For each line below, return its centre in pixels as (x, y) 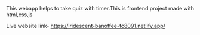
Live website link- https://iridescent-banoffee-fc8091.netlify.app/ (86, 26)
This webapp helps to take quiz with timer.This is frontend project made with (100, 8)
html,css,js (19, 15)
